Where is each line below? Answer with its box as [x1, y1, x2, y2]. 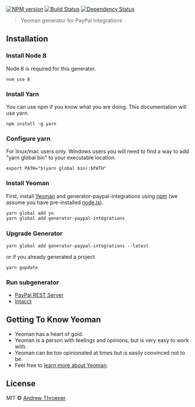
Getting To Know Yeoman [6, 315, 101, 325]
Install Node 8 [6, 52, 47, 60]
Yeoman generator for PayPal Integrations [20, 17, 123, 24]
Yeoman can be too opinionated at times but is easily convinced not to [14, 349, 186, 356]
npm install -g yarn [6, 121, 57, 126]
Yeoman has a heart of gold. [14, 330, 84, 338]
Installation [6, 34, 48, 44]
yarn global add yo [6, 210, 54, 216]
